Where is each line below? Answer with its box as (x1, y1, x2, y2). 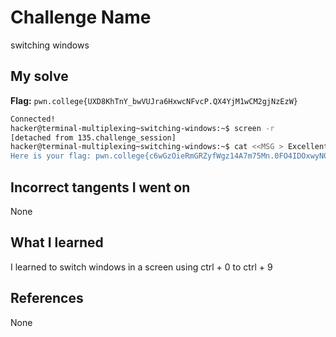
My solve (10, 68, 69, 85)
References (10, 290, 84, 307)
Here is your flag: (10, 151, 92, 161)
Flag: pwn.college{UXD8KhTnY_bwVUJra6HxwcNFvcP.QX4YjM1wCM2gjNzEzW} (10, 94, 298, 106)
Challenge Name (10, 6, 152, 29)
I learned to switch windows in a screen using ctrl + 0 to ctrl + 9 (10, 261, 273, 273)
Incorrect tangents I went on (10, 179, 191, 196)
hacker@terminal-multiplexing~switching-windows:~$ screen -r (10, 123, 275, 133)
